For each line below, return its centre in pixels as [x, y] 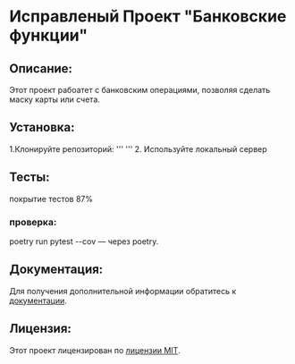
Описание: [41, 68]
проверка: [33, 222]
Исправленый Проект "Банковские [148, 17]
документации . [38, 301]
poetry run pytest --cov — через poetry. [84, 241]
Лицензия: [40, 329]
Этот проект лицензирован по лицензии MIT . [95, 350]
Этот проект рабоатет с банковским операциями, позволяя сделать [140, 90]
